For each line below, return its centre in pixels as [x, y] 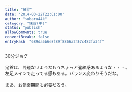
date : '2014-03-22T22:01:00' [35, 14]
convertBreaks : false [27, 37]
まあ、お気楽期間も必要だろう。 [37, 85]
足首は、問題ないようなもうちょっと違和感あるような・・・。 [67, 67]
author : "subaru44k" [26, 19]
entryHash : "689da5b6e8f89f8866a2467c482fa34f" [55, 42]
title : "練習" [19, 10]
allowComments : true [26, 32]
